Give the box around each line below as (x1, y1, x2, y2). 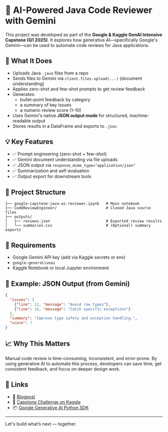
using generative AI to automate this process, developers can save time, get (5, 361, 162, 367)
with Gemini (5, 15, 56, 26)
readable (12, 117, 31, 124)
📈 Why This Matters (5, 340, 70, 348)
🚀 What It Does (5, 57, 52, 65)
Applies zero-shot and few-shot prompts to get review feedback (12, 86, 145, 92)
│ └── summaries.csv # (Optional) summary (5, 223, 151, 228)
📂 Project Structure (5, 188, 66, 196)
